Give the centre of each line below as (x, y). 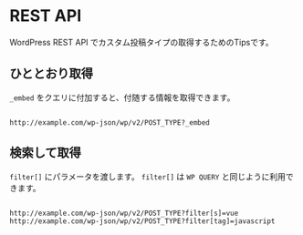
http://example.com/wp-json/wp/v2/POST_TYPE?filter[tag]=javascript (142, 221)
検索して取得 (46, 153)
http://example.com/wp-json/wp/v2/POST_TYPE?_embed (110, 123)
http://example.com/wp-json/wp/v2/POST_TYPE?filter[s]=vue (124, 213)
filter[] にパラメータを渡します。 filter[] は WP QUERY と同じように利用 (147, 176)
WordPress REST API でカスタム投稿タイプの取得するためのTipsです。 (141, 42)
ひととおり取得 (52, 74)
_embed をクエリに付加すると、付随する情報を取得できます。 (122, 97)
